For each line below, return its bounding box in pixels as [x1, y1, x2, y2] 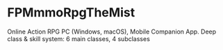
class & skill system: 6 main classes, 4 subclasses [7, 34, 151, 42]
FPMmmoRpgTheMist [7, 5, 135, 21]
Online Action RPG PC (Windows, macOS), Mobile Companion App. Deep [7, 27, 217, 36]
